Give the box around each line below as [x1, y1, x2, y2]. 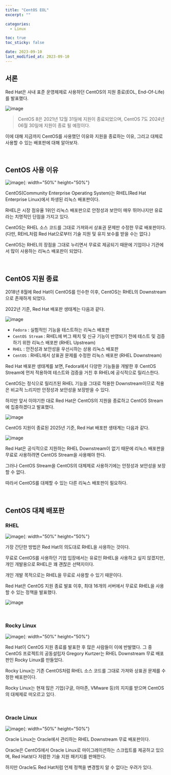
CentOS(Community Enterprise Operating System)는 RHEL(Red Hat [5, 190, 146, 196]
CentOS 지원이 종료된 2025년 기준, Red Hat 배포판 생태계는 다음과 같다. [5, 424, 150, 431]
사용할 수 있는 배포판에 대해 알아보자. [5, 139, 79, 145]
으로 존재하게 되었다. [5, 295, 46, 302]
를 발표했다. [5, 95, 29, 101]
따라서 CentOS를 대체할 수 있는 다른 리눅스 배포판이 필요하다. [5, 480, 128, 486]
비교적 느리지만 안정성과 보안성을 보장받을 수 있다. [10, 387, 110, 393]
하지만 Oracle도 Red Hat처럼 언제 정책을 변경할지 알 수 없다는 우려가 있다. [5, 764, 153, 770]
